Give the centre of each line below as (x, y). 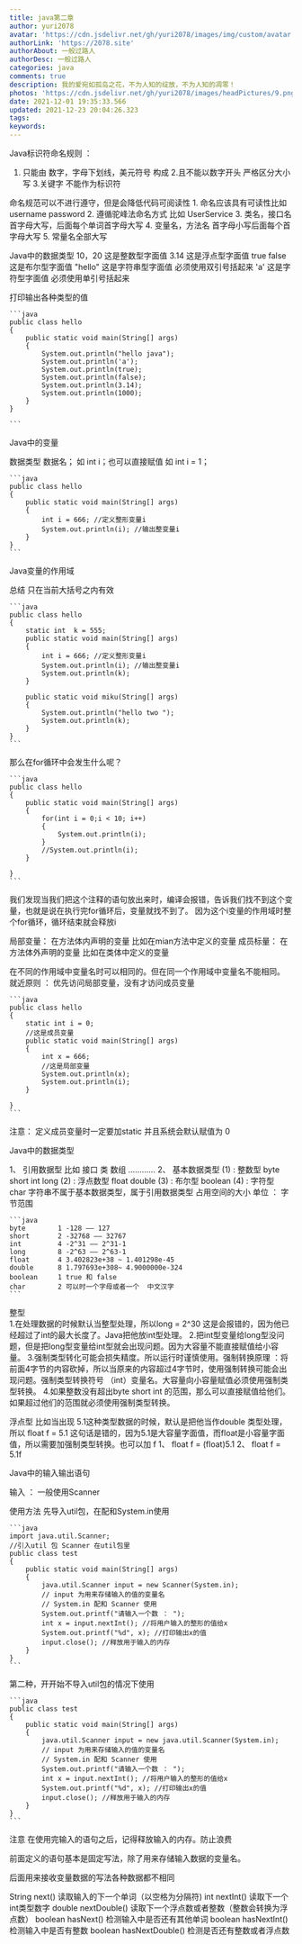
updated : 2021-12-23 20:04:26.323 (74, 110)
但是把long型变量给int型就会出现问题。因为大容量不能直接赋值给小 (148, 1346)
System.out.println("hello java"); (108, 354)
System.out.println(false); (94, 377)
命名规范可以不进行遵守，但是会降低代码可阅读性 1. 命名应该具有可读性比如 (148, 203)
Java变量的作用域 (42, 571)
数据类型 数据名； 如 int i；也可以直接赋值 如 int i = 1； (109, 461)
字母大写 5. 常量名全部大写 (58, 236)
